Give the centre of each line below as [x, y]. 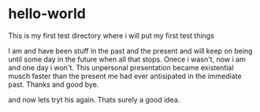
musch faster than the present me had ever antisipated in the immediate [125, 76]
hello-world [47, 14]
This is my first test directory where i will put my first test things [111, 35]
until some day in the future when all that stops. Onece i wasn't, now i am [127, 59]
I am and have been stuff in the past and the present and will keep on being [130, 50]
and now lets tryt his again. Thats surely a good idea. [94, 99]
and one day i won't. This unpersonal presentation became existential [121, 67]
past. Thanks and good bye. [54, 84]
